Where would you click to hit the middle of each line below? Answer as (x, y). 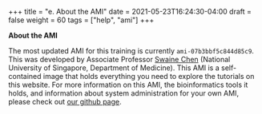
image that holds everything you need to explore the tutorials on (149, 76)
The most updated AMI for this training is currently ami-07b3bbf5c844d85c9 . (131, 51)
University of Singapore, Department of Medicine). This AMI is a (114, 68)
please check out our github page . (65, 102)
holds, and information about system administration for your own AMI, (123, 93)
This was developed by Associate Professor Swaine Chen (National (119, 59)
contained (25, 76)
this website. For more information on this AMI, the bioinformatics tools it (128, 85)
